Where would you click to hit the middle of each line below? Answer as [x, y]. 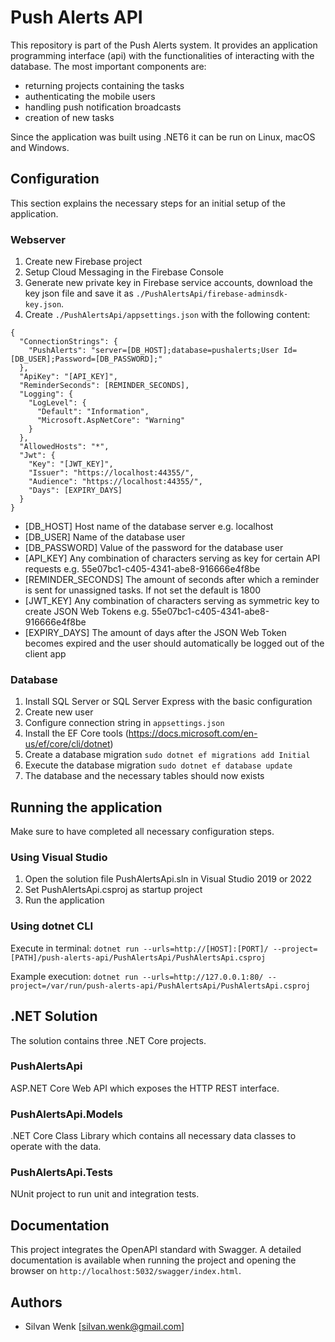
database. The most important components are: [108, 66]
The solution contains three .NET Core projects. [108, 1040]
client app [45, 654]
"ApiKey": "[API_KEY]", [68, 377]
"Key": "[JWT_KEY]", [71, 464]
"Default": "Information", [93, 412]
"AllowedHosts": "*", [64, 447]
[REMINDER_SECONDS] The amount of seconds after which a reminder [172, 580]
